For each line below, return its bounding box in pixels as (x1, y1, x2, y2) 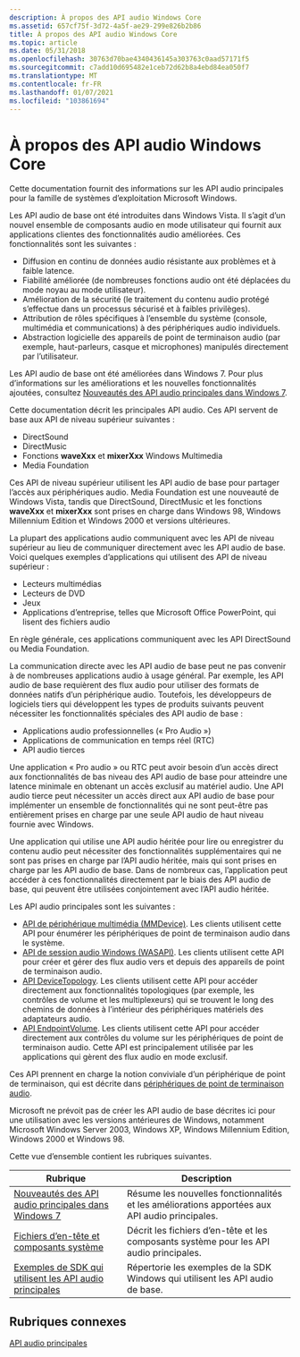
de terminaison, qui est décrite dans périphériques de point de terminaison (9, 1079, 284, 1090)
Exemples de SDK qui (13, 1261, 104, 1274)
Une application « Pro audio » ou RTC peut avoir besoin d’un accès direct (9, 762, 279, 773)
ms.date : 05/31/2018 (9, 47, 87, 55)
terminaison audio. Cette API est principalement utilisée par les (21, 1042, 254, 1053)
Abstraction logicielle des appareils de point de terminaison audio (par (21, 332, 281, 343)
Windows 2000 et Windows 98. (9, 1133, 125, 1145)
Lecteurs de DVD (21, 588, 86, 599)
